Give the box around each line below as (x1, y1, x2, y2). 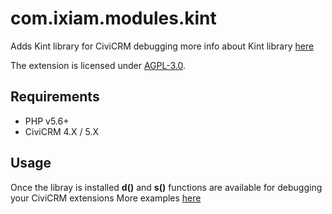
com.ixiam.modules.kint (10, 7, 217, 30)
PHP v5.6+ (24, 115, 70, 127)
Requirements (10, 88, 100, 106)
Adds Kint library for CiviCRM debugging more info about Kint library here (10, 40, 315, 52)
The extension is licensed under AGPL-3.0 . (10, 59, 187, 71)
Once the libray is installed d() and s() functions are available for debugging (10, 181, 323, 193)
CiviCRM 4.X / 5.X (24, 125, 100, 137)
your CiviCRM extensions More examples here (10, 192, 202, 204)
